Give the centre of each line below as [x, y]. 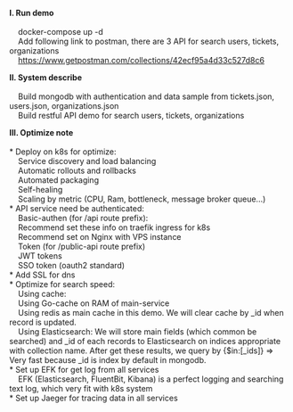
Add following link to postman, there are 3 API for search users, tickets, [148, 41]
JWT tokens [40, 256]
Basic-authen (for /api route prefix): [83, 218]
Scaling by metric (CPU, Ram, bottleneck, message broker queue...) [142, 199]
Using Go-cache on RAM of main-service [94, 303]
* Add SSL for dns [42, 275]
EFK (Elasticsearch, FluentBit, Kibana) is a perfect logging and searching [151, 379]
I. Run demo [32, 13]
